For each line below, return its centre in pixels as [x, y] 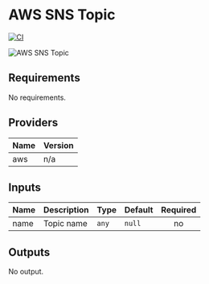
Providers [33, 123]
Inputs [25, 187]
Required [178, 210]
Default [139, 210]
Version [58, 145]
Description [66, 210]
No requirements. [37, 97]
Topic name [66, 224]
